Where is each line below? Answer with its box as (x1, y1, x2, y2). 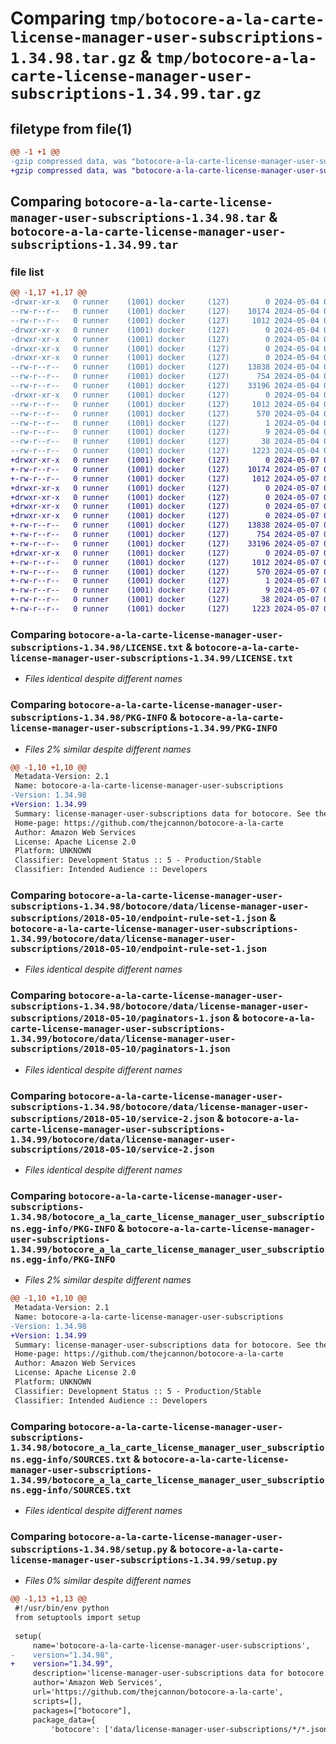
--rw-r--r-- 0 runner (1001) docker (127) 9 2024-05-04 (10, 427, 320, 437)
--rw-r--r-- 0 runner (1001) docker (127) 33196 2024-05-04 (10, 381, 320, 391)
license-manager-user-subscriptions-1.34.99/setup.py (10, 1554, 278, 1566)
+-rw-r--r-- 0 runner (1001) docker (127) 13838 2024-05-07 (10, 520, 320, 531)
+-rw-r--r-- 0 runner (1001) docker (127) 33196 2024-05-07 (10, 538, 320, 549)
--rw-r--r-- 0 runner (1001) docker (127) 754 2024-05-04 (10, 372, 320, 382)
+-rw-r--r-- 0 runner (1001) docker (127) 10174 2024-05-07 (10, 464, 320, 474)
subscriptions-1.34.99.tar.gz (10, 85, 262, 104)
